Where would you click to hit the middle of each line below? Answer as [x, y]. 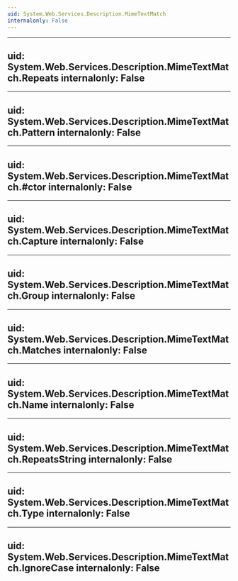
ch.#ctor [27, 187]
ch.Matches [34, 350]
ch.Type [26, 514]
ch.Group [28, 296]
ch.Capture [33, 242]
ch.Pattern [31, 132]
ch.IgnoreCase [41, 568]
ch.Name [28, 405]
